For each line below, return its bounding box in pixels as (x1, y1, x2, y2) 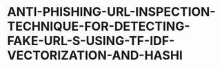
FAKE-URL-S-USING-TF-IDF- (7, 33, 175, 49)
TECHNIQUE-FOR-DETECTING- (7, 18, 191, 34)
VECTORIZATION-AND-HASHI (7, 48, 183, 64)
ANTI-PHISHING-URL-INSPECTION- (7, 4, 216, 20)
